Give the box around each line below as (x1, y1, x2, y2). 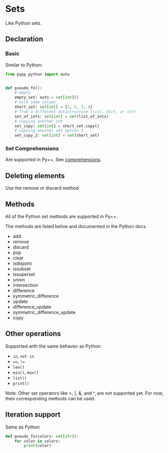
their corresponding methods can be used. (5, 395, 96, 401)
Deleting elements (5, 171, 65, 180)
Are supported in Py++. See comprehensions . (5, 156, 102, 163)
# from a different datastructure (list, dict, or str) (14, 109, 137, 114)
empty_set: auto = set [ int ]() (14, 95, 79, 100)
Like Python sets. (5, 20, 42, 26)
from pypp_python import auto (5, 72, 70, 77)
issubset (12, 266, 31, 272)
